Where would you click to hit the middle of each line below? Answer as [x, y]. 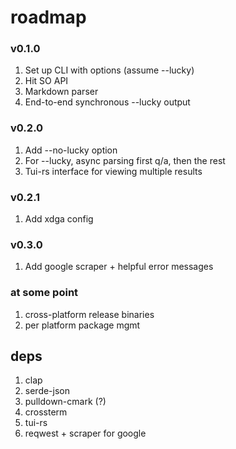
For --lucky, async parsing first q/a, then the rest [125, 160]
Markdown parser [61, 92]
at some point [44, 293]
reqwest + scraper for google [85, 433]
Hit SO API [46, 81]
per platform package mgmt [82, 325]
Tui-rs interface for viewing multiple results [113, 171]
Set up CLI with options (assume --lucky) [109, 70]
